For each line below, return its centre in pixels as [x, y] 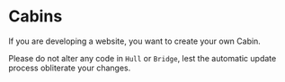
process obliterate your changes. [70, 68]
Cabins [36, 16]
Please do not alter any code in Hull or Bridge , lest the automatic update [142, 58]
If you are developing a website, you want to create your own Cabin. [135, 41]
